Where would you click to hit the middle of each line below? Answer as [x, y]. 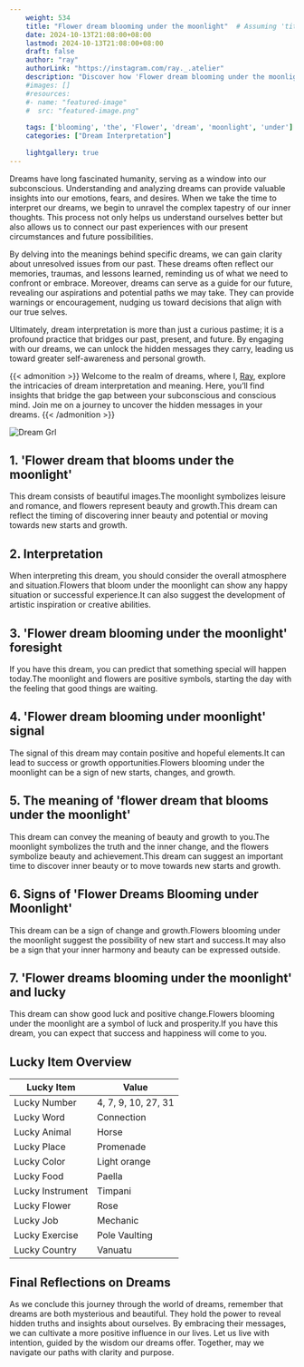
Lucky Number [45, 1103]
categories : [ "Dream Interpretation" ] [99, 136]
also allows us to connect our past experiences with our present [129, 227]
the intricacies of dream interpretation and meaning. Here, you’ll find [137, 386]
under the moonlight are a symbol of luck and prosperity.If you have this [144, 1024]
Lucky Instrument [51, 1191]
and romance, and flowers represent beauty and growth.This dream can [143, 506]
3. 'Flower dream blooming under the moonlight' [148, 633]
